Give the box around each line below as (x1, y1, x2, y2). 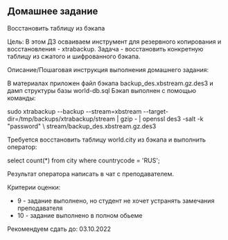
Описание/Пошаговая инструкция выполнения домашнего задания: (7, 65, 209, 74)
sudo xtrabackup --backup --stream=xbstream (7, 107, 142, 115)
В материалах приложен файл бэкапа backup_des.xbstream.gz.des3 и (7, 79, 213, 87)
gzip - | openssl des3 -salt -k (120, 114, 204, 123)
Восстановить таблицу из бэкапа (7, 24, 105, 32)
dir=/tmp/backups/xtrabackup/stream (7, 114, 116, 123)
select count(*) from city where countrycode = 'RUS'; (7, 156, 161, 164)
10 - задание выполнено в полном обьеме (17, 211, 143, 219)
